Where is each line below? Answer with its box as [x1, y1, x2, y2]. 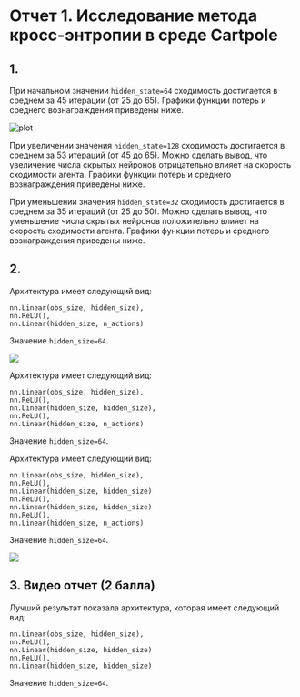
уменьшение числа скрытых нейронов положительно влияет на [9, 216, 259, 226]
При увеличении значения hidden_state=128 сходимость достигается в [9, 140, 285, 150]
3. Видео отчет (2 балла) [9, 578, 156, 593]
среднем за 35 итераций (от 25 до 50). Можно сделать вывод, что [9, 206, 268, 217]
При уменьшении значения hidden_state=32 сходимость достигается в [9, 197, 285, 207]
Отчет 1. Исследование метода [9, 5, 257, 26]
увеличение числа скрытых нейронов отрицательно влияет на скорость [9, 159, 292, 169]
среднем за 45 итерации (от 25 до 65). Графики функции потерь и [9, 95, 266, 106]
